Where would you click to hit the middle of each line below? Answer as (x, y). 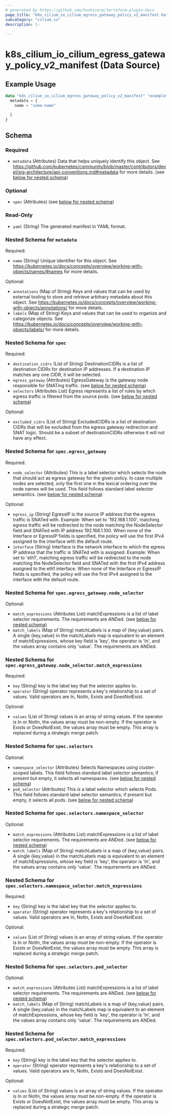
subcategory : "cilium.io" (33, 19)
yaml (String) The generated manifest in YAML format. (69, 226)
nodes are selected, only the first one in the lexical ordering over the (85, 483)
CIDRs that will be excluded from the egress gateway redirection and (85, 427)
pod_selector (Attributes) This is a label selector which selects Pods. (85, 789)
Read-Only (19, 215)
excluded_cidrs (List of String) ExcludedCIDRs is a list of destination (84, 422)
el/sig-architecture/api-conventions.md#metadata (66, 172)
